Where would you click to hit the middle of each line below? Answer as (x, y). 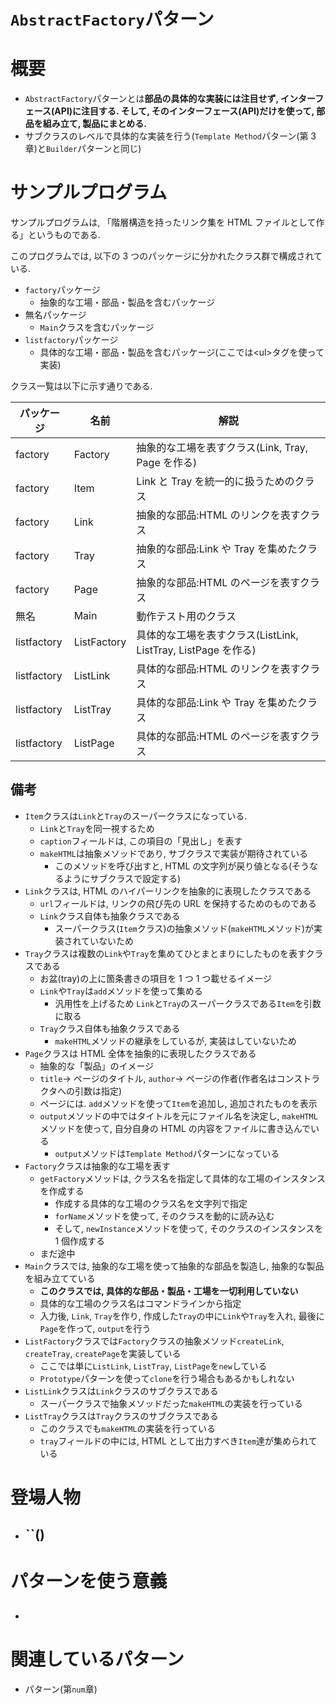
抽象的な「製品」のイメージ (97, 1066)
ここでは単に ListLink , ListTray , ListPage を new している (153, 1366)
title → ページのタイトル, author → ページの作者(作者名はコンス (171, 1078)
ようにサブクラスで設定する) (122, 878)
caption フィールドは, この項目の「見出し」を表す (141, 841)
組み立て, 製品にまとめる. (95, 124)
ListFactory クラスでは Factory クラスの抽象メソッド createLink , (154, 1341)
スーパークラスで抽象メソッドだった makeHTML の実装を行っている (171, 1403)
